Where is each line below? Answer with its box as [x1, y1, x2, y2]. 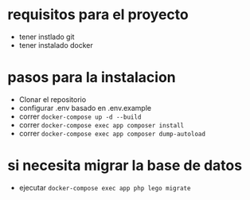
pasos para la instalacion [7, 69, 176, 87]
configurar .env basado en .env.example [18, 103, 152, 112]
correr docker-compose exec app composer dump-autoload [18, 128, 206, 138]
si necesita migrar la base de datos [7, 157, 243, 175]
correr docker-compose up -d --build [18, 112, 142, 121]
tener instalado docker [18, 40, 93, 49]
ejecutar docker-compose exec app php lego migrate [18, 182, 191, 192]
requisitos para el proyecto [7, 6, 189, 24]
